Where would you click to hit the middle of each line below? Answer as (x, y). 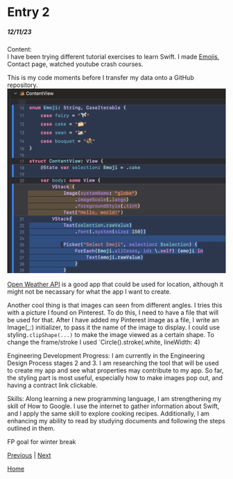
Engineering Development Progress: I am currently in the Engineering (106, 355)
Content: (20, 49)
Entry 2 (28, 12)
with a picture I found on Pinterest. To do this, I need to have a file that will (113, 312)
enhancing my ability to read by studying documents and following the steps (116, 421)
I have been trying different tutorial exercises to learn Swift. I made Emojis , (113, 57)
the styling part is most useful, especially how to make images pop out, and (115, 377)
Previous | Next (29, 455)
